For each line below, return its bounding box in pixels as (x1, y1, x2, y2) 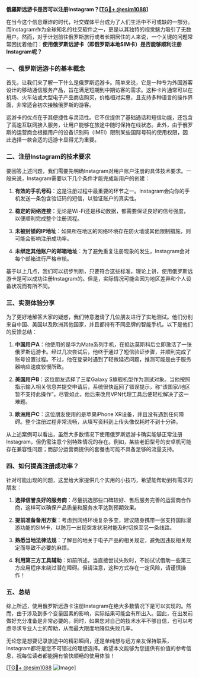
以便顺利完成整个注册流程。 (14, 215, 83, 222)
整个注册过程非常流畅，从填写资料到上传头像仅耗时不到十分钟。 (25, 418, 181, 425)
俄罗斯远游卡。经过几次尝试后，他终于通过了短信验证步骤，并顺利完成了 (14, 348, 191, 355)
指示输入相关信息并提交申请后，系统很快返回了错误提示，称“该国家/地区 (14, 383, 191, 390)
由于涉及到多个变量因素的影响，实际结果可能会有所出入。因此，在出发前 (16, 610, 193, 617)
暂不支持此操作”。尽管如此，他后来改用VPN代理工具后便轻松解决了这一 (14, 391, 190, 398)
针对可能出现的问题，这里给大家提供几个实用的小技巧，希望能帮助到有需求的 (6, 477, 193, 484)
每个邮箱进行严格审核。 (14, 255, 72, 262)
